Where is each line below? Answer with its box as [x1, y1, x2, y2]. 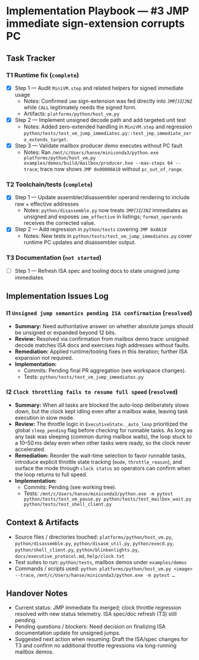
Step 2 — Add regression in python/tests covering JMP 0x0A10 [14, 226, 167, 233]
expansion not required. [14, 354, 73, 361]
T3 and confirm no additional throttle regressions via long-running [14, 642, 177, 649]
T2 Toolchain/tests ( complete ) [6, 180, 93, 188]
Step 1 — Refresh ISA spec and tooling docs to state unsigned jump [14, 267, 180, 274]
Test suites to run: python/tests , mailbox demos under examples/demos [14, 558, 187, 565]
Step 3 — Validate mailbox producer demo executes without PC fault [14, 142, 183, 149]
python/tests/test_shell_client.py [23, 501, 112, 507]
